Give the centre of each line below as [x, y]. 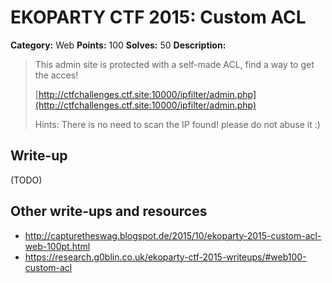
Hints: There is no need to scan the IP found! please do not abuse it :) [177, 124]
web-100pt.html [57, 246]
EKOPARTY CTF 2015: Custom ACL [158, 17]
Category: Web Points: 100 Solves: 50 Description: [118, 45]
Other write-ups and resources [109, 211]
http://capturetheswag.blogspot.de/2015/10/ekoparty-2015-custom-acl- [173, 235]
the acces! [56, 75]
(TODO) [26, 180]
